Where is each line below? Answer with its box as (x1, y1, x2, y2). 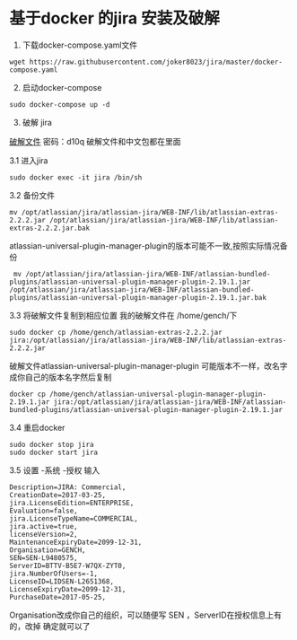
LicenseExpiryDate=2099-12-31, (9, 584, 127, 593)
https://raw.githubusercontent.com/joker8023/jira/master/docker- (29, 57, 283, 66)
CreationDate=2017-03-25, (9, 490, 106, 499)
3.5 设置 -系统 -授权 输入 (9, 464, 100, 476)
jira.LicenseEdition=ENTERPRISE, (9, 498, 135, 507)
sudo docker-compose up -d (9, 100, 110, 109)
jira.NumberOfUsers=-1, (9, 569, 99, 578)
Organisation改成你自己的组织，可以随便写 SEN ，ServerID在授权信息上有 (9, 609, 283, 620)
